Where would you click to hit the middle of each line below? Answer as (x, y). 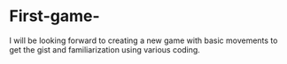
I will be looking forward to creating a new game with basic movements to (143, 40)
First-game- (54, 16)
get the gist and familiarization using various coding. (105, 49)
